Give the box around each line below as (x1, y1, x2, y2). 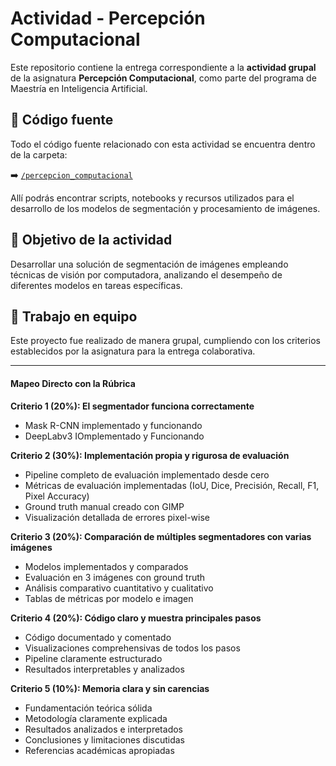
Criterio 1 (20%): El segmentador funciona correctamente (10, 400, 255, 412)
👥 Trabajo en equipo (10, 308, 138, 325)
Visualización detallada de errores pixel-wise (24, 511, 210, 523)
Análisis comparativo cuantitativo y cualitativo (24, 582, 214, 594)
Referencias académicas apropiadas (24, 744, 175, 756)
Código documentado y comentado (24, 631, 172, 643)
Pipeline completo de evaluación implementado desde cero (24, 468, 270, 481)
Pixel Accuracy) (24, 490, 90, 502)
